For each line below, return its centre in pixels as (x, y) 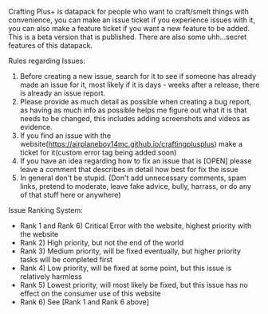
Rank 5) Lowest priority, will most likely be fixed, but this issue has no (134, 285)
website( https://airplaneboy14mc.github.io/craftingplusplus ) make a (131, 144)
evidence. (36, 127)
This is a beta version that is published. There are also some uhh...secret (128, 37)
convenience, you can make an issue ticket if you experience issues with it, (132, 20)
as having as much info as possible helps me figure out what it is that (133, 110)
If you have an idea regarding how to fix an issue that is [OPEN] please (136, 161)
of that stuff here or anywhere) (70, 195)
